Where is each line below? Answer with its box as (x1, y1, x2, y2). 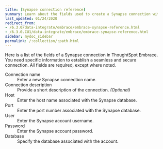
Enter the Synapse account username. (17, 118, 94, 123)
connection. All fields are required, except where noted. (5, 62, 116, 68)
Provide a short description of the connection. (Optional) (17, 87, 130, 92)
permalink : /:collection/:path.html (5, 39, 79, 44)
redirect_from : (5, 20, 36, 26)
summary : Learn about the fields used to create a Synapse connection (5, 12, 151, 16)
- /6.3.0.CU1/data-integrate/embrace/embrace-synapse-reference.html (5, 30, 149, 34)
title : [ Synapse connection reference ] (5, 7, 86, 12)
